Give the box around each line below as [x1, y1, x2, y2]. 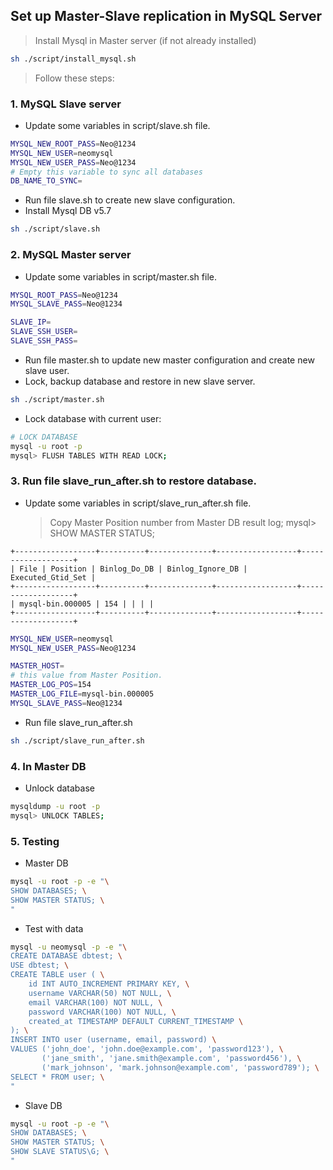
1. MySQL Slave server [10, 97, 122, 111]
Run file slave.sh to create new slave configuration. [24, 194, 236, 206]
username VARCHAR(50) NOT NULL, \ [28, 988, 172, 998]
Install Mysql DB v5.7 [24, 205, 112, 217]
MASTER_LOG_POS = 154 [10, 680, 92, 690]
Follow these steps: [34, 72, 115, 84]
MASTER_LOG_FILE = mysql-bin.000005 [10, 689, 155, 699]
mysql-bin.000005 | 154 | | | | [19, 599, 155, 609]
